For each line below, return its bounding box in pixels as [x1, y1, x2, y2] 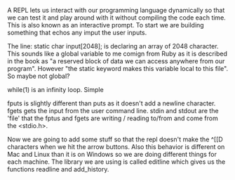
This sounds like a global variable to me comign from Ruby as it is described [7, 49, 228, 58]
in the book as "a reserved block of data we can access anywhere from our [7, 57, 225, 65]
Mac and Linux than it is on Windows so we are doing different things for [7, 150, 217, 158]
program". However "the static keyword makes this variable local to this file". [7, 65, 229, 72]
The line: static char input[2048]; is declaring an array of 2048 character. [7, 42, 219, 50]
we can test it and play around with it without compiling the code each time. [7, 13, 226, 22]
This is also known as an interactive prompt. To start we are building [7, 21, 205, 29]
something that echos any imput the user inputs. [7, 28, 147, 37]
